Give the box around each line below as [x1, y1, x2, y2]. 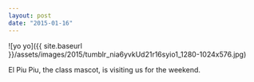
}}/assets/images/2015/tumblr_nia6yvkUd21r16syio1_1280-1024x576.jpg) [8, 49, 247, 59]
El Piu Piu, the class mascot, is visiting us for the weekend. [8, 64, 201, 74]
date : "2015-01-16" [8, 19, 73, 27]
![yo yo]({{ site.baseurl [8, 41, 82, 50]
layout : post [8, 11, 52, 20]
